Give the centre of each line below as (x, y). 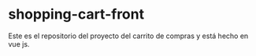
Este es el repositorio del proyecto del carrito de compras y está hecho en (128, 36)
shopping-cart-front (76, 14)
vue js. (19, 44)
